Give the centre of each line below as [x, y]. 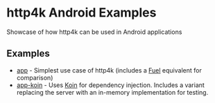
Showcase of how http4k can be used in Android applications [94, 32]
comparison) [35, 77]
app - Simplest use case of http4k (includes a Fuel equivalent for [109, 70]
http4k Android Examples [81, 13]
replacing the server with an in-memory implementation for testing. [112, 92]
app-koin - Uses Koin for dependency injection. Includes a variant [111, 85]
